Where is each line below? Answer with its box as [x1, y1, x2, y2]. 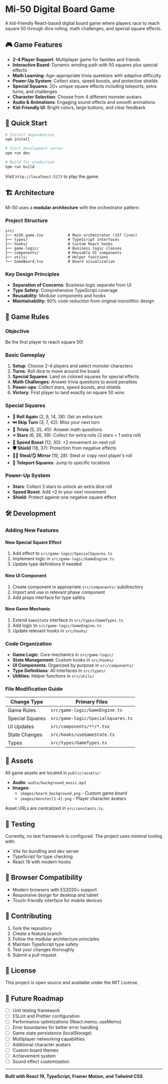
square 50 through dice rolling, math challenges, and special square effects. [5, 25, 162, 31]
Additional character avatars [12, 1041, 71, 1047]
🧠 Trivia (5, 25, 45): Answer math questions [12, 426, 102, 432]
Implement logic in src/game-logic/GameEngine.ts [12, 556, 114, 562]
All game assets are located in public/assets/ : [5, 770, 101, 776]
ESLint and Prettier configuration [12, 1013, 80, 1019]
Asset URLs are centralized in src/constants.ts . [5, 805, 104, 811]
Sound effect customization [12, 1058, 69, 1064]
